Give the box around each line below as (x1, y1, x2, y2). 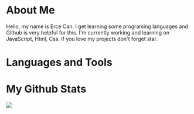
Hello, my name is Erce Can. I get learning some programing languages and (6, 23, 189, 30)
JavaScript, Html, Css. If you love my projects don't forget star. (6, 35, 158, 42)
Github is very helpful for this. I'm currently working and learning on (6, 29, 170, 36)
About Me (6, 4, 55, 17)
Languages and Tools (6, 56, 113, 69)
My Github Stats (6, 82, 87, 96)
